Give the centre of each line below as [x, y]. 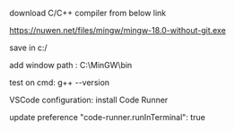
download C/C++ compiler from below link [88, 13]
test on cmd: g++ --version [60, 83]
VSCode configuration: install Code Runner [89, 100]
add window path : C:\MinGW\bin [71, 65]
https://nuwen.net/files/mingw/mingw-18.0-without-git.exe [117, 30]
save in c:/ [28, 48]
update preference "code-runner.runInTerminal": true [108, 117]
